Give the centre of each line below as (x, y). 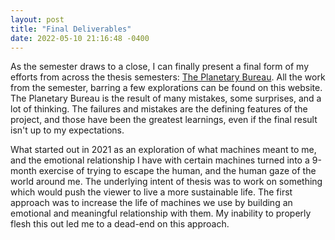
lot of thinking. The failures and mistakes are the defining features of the (159, 109)
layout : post (37, 19)
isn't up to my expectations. (67, 130)
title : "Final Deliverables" (71, 29)
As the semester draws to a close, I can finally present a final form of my (159, 67)
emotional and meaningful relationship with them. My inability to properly (161, 213)
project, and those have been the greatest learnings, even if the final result (164, 120)
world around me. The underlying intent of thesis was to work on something (166, 182)
